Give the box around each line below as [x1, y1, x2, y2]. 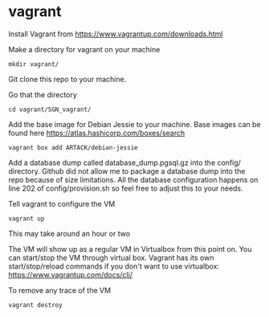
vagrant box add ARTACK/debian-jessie [8, 143, 138, 151]
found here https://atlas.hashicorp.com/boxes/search [8, 128, 185, 138]
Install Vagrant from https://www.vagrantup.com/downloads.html [8, 29, 223, 39]
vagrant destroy [8, 301, 63, 309]
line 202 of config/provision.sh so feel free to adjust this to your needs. [8, 183, 243, 193]
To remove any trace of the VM [8, 285, 111, 295]
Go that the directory [8, 89, 78, 99]
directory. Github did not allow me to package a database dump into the [8, 166, 246, 175]
